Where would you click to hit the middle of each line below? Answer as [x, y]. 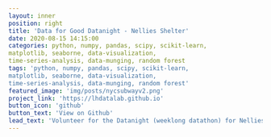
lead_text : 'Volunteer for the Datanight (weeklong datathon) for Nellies [137, 121]
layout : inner [32, 16]
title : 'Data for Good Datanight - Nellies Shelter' [99, 31]
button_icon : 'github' [46, 106]
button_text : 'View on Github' [61, 114]
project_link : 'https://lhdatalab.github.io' [86, 98]
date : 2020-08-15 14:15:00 [54, 38]
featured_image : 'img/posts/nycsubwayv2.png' [86, 91]
